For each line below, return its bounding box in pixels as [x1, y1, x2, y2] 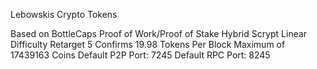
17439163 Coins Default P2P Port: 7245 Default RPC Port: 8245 [10, 49, 271, 61]
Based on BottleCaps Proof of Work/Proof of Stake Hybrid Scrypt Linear [10, 28, 308, 39]
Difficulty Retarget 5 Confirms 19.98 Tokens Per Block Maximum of [10, 39, 286, 50]
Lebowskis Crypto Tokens [10, 9, 118, 20]
